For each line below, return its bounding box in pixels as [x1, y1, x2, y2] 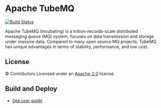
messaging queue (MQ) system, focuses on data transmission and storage [5, 33, 154, 39]
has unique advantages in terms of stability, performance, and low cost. [5, 44, 149, 49]
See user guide [12, 97, 43, 103]
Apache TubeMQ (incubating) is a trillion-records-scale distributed [5, 28, 138, 34]
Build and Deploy [5, 85, 57, 93]
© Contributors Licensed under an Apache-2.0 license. [5, 71, 115, 77]
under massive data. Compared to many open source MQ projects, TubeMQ [5, 38, 157, 44]
